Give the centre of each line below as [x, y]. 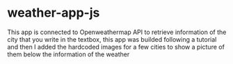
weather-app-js [54, 13]
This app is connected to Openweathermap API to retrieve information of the [117, 32]
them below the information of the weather [69, 54]
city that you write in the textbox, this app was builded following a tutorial [112, 39]
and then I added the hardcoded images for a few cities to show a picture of [116, 47]
